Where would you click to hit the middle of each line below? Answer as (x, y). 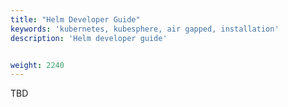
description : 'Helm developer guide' (89, 38)
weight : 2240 (37, 65)
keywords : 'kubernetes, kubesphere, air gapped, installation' (145, 29)
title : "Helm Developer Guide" (75, 19)
